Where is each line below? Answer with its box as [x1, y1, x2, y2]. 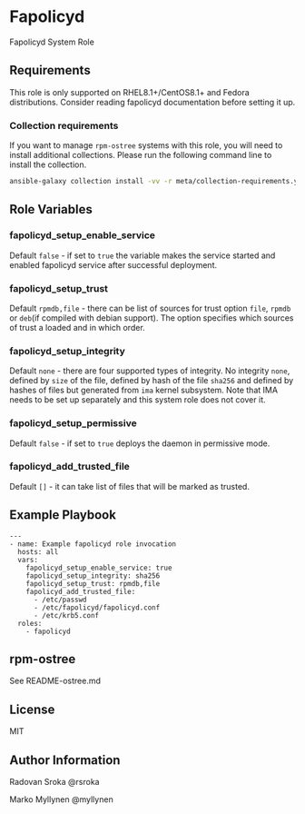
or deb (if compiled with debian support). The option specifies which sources [9, 312, 294, 323]
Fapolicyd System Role [9, 36, 95, 47]
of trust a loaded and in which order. [9, 322, 145, 333]
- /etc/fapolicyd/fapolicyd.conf [33, 602, 161, 612]
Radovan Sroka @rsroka [9, 777, 100, 788]
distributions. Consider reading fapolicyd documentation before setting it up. [9, 96, 296, 107]
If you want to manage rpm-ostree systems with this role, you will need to [9, 140, 283, 151]
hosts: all [17, 547, 59, 556]
